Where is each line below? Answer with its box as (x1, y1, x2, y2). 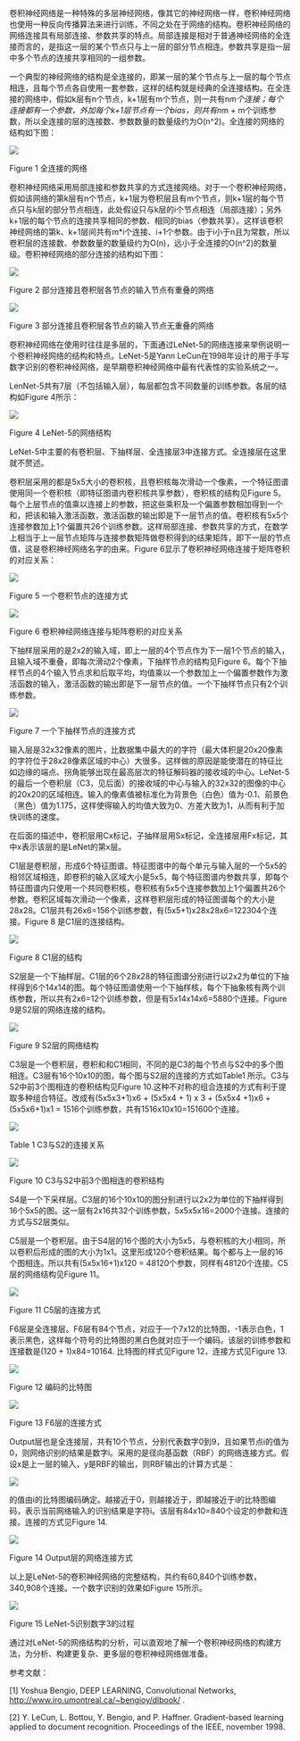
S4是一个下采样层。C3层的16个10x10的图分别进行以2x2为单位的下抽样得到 (9, 1195, 284, 1204)
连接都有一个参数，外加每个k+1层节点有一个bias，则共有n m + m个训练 (9, 105, 269, 115)
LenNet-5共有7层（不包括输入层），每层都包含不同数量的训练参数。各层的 (9, 380, 279, 391)
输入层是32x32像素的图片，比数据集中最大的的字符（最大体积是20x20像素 (9, 745, 284, 754)
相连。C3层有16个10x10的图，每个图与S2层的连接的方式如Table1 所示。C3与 (9, 1070, 290, 1080)
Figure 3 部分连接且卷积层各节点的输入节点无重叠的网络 (9, 321, 214, 330)
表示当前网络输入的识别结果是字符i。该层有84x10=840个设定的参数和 (24, 1505, 281, 1516)
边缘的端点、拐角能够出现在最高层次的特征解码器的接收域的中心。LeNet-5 (16, 767, 290, 777)
